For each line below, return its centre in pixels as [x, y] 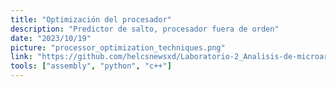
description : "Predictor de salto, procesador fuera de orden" [145, 29]
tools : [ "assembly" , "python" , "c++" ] [91, 66]
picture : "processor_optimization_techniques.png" [118, 47]
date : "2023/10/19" [51, 38]
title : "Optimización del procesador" [91, 19]
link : [21, 57]
